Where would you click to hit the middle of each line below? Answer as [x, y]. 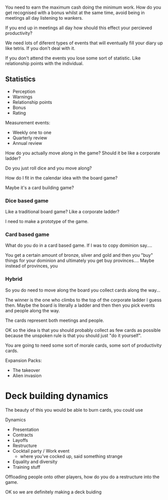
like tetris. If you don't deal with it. [40, 48]
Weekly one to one [32, 132]
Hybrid [14, 279]
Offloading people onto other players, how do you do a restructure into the [82, 477]
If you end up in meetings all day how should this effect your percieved [79, 28]
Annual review [27, 143]
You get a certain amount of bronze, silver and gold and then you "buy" [79, 255]
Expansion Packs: [24, 360]
